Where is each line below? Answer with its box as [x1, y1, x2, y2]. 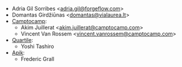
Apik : [11, 49, 25, 56]
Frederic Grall [20, 56, 55, 62]
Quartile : [11, 37, 33, 43]
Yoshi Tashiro [20, 43, 54, 50]
